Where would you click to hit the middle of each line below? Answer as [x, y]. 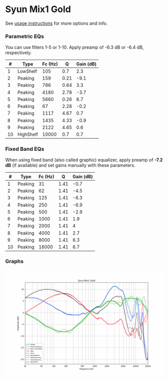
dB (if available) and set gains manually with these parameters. [70, 166]
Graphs [14, 261]
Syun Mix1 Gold [38, 9]
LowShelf [27, 71]
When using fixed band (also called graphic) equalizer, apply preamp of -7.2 [84, 160]
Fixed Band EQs [25, 149]
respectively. [18, 53]
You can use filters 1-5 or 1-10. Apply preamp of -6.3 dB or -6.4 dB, [75, 47]
